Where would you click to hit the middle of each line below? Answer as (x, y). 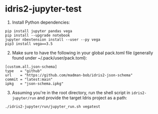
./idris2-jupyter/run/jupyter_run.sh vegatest (53, 107)
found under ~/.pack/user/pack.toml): (50, 58)
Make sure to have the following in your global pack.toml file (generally (82, 53)
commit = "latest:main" (29, 79)
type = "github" (23, 71)
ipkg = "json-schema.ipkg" (34, 84)
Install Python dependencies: (41, 22)
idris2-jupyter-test (43, 9)
